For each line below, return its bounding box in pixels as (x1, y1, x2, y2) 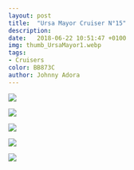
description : (8, 26, 52, 34)
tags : (8, 49, 26, 57)
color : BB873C (8, 64, 56, 72)
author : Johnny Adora (8, 71, 81, 79)
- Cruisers (8, 57, 45, 65)
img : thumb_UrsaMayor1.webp (8, 42, 102, 49)
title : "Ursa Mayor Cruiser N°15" (8, 19, 127, 27)
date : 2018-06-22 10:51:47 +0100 (8, 34, 127, 42)
